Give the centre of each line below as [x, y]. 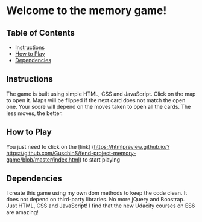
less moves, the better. [35, 113]
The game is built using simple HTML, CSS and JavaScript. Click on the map [101, 94]
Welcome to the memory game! [87, 11]
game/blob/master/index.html [43, 159]
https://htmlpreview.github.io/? [132, 146]
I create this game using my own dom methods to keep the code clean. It [97, 193]
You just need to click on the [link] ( [50, 146]
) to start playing [100, 159]
